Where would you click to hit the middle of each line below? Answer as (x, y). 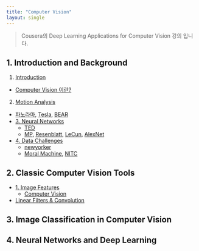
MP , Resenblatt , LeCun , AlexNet (64, 134)
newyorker (38, 147)
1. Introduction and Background (67, 62)
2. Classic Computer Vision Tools (71, 173)
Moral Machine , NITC (51, 154)
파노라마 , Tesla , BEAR (42, 115)
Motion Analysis (35, 102)
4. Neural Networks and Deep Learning (82, 240)
